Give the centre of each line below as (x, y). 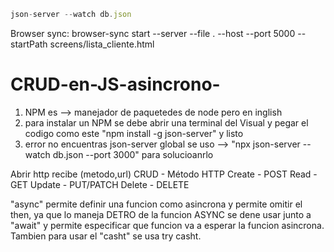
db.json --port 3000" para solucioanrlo (133, 154)
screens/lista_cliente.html (102, 44)
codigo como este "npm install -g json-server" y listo (134, 133)
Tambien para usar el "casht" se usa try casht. (106, 236)
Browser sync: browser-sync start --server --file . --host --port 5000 (153, 33)
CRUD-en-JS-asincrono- (115, 84)
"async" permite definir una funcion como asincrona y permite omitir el (156, 204)
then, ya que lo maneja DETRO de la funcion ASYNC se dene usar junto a (161, 214)
